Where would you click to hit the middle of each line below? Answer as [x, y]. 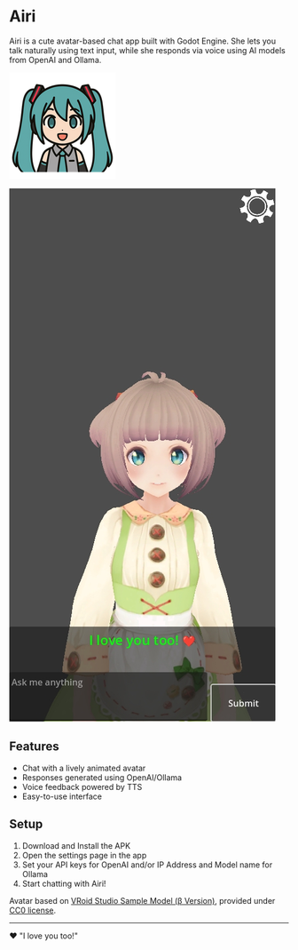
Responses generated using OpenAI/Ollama [102, 777]
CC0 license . [33, 910]
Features [34, 747]
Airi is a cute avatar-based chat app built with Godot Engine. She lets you [143, 41]
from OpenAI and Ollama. [55, 60]
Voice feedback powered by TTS [82, 786]
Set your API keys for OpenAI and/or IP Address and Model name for [147, 865]
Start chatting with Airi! [64, 883]
